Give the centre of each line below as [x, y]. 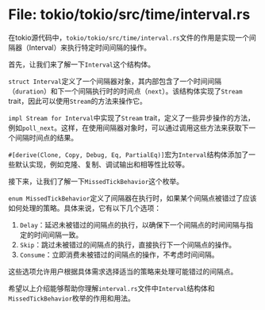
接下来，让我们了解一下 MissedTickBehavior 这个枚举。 [96, 181]
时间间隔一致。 [58, 235]
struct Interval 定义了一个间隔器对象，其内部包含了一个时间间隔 [115, 81]
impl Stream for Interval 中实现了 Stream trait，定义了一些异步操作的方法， [132, 117]
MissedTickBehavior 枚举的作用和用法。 [71, 298]
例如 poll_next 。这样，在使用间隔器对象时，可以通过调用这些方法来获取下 [129, 128]
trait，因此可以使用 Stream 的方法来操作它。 [77, 101]
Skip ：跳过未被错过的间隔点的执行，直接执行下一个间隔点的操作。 [128, 244]
